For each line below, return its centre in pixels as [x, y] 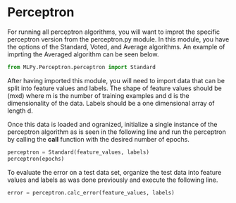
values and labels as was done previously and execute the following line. [113, 180]
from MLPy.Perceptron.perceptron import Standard [82, 67]
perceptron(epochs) [36, 159]
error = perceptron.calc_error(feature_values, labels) [91, 192]
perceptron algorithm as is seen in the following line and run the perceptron [117, 132]
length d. [20, 111]
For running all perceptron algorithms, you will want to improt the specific [114, 32]
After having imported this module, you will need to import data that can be [116, 80]
